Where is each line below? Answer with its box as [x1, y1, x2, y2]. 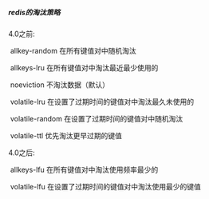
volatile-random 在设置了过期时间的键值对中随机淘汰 [10, 113, 183, 123]
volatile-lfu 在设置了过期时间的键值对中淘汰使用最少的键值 [10, 181, 201, 191]
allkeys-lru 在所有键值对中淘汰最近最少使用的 [10, 62, 159, 72]
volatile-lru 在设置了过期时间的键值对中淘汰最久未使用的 [10, 97, 195, 106]
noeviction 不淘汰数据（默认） [10, 80, 110, 90]
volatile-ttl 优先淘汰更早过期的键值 [10, 130, 122, 140]
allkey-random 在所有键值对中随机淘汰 [10, 46, 137, 55]
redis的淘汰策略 [8, 7, 61, 17]
